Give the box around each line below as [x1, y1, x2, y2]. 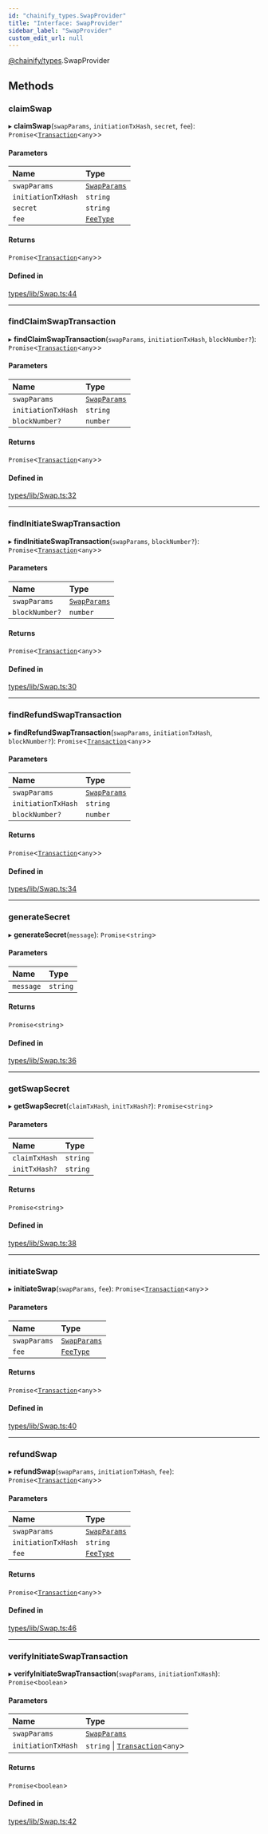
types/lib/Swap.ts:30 [8, 682, 77, 692]
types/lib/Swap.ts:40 [8, 1421, 77, 1431]
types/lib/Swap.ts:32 [8, 490, 77, 500]
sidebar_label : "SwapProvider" [8, 26, 112, 34]
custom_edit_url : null [8, 34, 84, 42]
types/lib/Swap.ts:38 [8, 1239, 77, 1248]
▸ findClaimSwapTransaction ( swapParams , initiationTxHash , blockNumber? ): [8, 334, 257, 343]
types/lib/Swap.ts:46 [8, 1623, 77, 1633]
